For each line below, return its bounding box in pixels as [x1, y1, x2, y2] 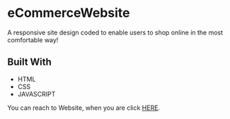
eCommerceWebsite [7, 5, 130, 21]
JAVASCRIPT [17, 89, 56, 98]
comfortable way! [7, 35, 59, 44]
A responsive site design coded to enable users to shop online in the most [7, 28, 224, 37]
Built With [7, 56, 52, 68]
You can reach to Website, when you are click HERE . [7, 104, 161, 112]
